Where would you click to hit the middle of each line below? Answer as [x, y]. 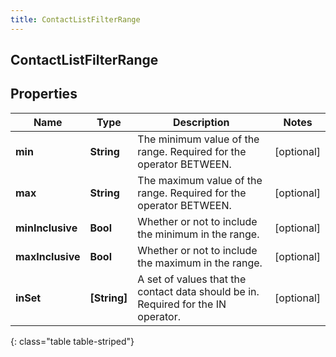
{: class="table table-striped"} [72, 341]
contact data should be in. [198, 291]
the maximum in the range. [200, 263]
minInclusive [46, 228]
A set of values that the [192, 279]
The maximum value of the [200, 180]
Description [201, 122]
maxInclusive [48, 256]
